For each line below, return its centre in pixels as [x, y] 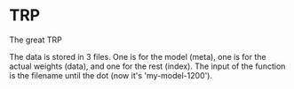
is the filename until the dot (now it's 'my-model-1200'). [111, 75]
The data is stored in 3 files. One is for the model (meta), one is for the [138, 56]
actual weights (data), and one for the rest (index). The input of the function [147, 66]
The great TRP [36, 40]
